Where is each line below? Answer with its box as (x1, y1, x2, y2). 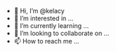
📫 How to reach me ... (13, 37, 79, 45)
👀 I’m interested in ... (13, 14, 74, 22)
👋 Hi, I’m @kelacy (13, 7, 65, 15)
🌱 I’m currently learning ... (13, 22, 89, 30)
